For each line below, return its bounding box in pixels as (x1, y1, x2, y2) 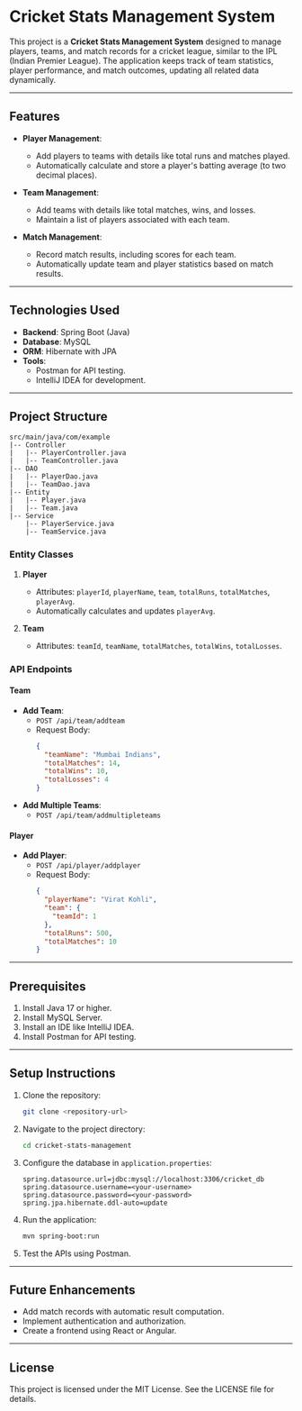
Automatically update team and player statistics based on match (35, 259, 274, 269)
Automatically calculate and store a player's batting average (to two (35, 159, 286, 170)
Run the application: (22, 1214, 97, 1224)
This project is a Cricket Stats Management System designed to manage (9, 36, 281, 47)
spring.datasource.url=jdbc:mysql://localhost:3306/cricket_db (22, 1174, 265, 1184)
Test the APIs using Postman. (22, 1248, 131, 1259)
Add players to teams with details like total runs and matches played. (35, 150, 290, 161)
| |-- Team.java (9, 504, 78, 513)
